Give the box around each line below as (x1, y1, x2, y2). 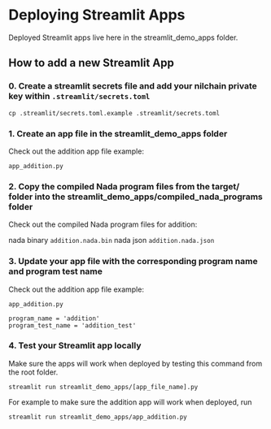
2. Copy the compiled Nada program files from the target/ (8, 180, 240, 192)
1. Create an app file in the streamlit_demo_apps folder (8, 128, 228, 139)
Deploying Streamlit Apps (8, 6, 186, 24)
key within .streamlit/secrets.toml (8, 91, 151, 102)
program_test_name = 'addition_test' (8, 321, 137, 330)
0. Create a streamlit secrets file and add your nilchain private (8, 80, 258, 92)
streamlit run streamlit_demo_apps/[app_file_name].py (8, 383, 199, 391)
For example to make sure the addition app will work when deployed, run (8, 396, 252, 407)
